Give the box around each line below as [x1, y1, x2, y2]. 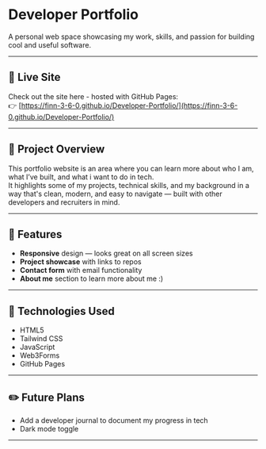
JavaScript [19, 343, 55, 352]
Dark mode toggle [19, 424, 79, 433]
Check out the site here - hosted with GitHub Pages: [8, 91, 179, 101]
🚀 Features [8, 228, 63, 241]
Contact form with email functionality [19, 266, 142, 275]
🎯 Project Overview [8, 143, 105, 156]
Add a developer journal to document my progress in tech [19, 416, 208, 425]
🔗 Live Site [8, 71, 61, 84]
